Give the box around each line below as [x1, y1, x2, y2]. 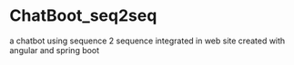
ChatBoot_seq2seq [9, 5, 157, 26]
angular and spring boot [9, 44, 100, 55]
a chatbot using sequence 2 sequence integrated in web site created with [9, 35, 286, 46]
